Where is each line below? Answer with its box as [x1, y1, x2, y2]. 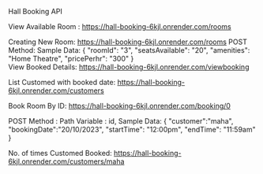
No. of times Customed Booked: [8, 149, 112, 157]
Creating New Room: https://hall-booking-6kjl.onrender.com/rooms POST [8, 37, 247, 46]
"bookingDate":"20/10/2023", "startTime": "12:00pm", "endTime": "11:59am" [8, 125, 256, 134]
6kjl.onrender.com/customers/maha [8, 157, 125, 166]
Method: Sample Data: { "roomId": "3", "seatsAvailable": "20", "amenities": [8, 46, 250, 54]
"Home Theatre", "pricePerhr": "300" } [8, 54, 134, 63]
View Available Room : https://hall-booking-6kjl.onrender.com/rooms [8, 22, 231, 31]
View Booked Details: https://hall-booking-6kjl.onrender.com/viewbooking [8, 62, 250, 72]
